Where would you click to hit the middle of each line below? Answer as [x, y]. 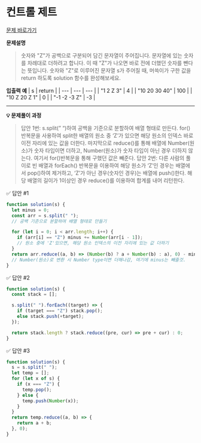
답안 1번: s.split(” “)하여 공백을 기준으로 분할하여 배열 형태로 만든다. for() [105, 128]
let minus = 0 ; [31, 210]
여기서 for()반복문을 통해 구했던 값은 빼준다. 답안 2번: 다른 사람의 [109, 158]
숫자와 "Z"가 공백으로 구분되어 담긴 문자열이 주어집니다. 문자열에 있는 [101, 55]
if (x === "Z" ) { [39, 384]
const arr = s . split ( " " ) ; [45, 216]
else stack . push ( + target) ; [51, 317]
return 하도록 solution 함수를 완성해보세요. [71, 78]
